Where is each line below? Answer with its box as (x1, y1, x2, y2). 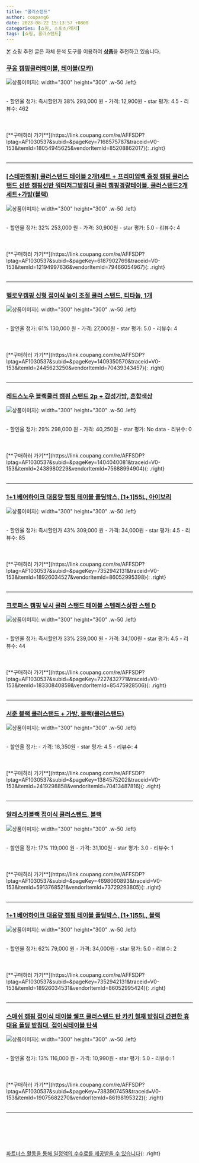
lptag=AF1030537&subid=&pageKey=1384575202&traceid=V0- (6, 776, 161, 783)
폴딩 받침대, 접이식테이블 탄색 (18, 1021, 98, 1029)
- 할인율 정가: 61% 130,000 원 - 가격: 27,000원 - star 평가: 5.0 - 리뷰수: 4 (6, 325, 178, 332)
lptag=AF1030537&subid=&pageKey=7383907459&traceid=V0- (6, 1088, 161, 1095)
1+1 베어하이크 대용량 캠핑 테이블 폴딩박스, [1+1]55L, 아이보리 (6, 493, 172, 501)
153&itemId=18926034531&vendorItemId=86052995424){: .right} (6, 984, 166, 991)
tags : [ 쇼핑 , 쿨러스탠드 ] (6, 31, 62, 37)
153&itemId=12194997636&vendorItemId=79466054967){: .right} (6, 263, 166, 271)
